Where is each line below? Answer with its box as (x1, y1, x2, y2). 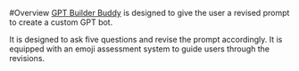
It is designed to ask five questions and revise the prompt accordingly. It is (9, 35, 283, 44)
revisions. (9, 53, 46, 63)
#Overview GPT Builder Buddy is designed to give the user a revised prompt (9, 8, 290, 18)
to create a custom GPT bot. (9, 17, 113, 28)
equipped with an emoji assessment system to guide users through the (9, 43, 270, 54)
